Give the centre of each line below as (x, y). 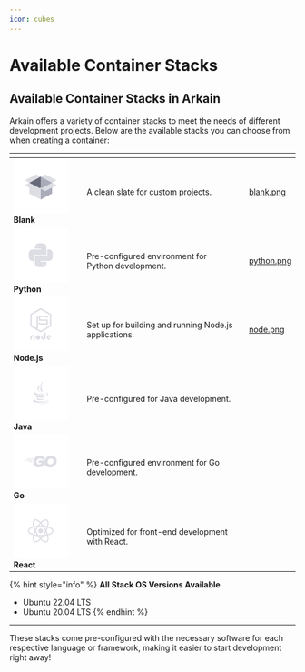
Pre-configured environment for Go (153, 463)
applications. (110, 334)
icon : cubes (32, 19)
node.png (266, 330)
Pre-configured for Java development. (159, 398)
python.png (270, 261)
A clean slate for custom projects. (149, 192)
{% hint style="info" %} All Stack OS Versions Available (115, 585)
